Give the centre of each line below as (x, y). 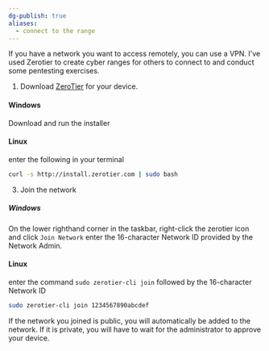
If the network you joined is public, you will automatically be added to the (130, 320)
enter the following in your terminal (66, 159)
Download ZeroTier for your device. (79, 86)
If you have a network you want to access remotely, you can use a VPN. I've (134, 54)
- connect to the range (55, 31)
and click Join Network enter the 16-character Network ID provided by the (131, 237)
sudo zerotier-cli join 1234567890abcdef (79, 305)
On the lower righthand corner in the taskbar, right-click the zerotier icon (129, 228)
